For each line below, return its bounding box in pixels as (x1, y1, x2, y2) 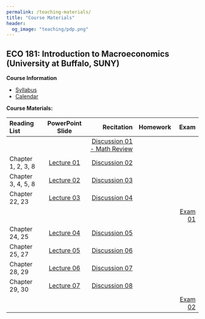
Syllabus (15, 86, 37, 94)
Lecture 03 (48, 194, 81, 202)
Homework (138, 123, 171, 131)
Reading (9, 119, 34, 128)
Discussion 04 (91, 194, 133, 202)
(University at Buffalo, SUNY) (6, 58, 120, 68)
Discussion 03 (91, 176, 133, 185)
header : (6, 20, 26, 26)
